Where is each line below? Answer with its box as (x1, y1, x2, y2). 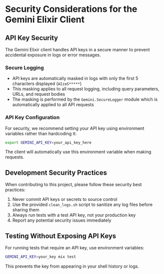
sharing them (12, 207, 40, 213)
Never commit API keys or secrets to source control (12, 196, 118, 202)
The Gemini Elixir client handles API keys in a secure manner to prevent (5, 47, 150, 52)
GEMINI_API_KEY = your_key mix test (5, 254, 77, 260)
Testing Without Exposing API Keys (5, 232, 117, 240)
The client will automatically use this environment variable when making (5, 149, 152, 155)
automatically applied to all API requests (12, 102, 94, 108)
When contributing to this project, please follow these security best (5, 182, 142, 188)
